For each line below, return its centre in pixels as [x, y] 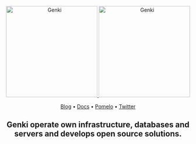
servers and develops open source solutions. [98, 134]
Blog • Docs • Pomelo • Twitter [98, 106]
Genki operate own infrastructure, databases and [98, 125]
